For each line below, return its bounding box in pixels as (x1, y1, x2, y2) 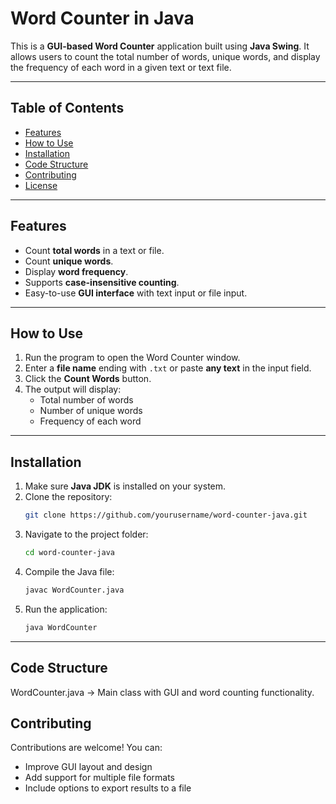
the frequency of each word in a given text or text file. (10, 61, 232, 73)
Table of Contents (10, 100, 125, 117)
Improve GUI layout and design (24, 761, 153, 773)
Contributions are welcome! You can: (10, 742, 163, 754)
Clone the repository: (24, 491, 113, 503)
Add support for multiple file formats (24, 772, 175, 784)
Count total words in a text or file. (24, 244, 165, 256)
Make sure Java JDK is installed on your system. (24, 480, 227, 492)
